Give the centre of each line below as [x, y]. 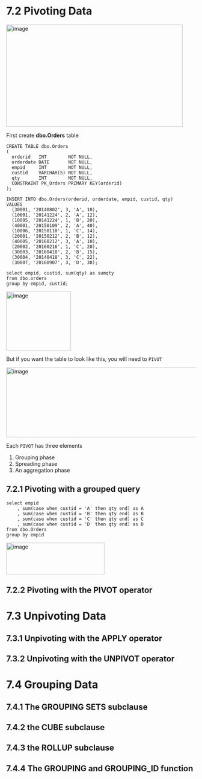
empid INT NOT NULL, [52, 167]
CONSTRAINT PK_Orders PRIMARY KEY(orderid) [67, 183]
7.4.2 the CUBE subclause [56, 727]
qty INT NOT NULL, [52, 178]
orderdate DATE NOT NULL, [52, 162]
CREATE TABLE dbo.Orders [37, 146]
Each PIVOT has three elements [44, 445]
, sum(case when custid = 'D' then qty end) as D [81, 524]
